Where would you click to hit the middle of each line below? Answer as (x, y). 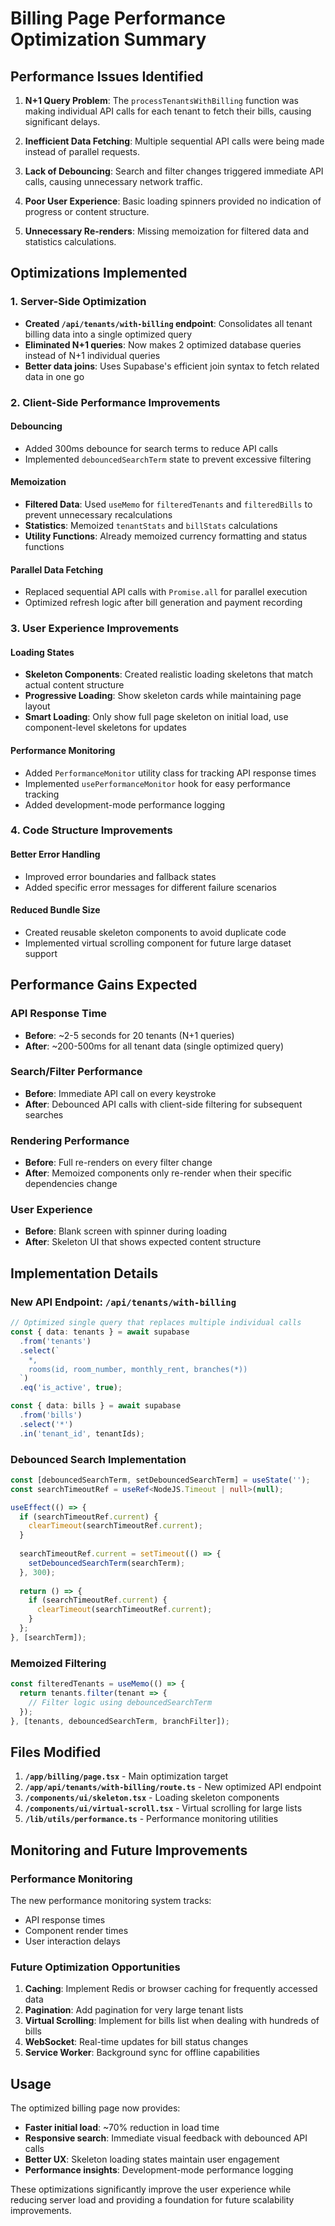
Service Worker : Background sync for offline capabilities (142, 2053)
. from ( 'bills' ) (51, 1415)
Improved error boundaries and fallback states (120, 876)
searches (44, 1114)
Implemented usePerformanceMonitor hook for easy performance (157, 783)
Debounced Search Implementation (98, 1459)
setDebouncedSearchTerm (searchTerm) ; (107, 1563)
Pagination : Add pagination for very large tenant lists (134, 2010)
